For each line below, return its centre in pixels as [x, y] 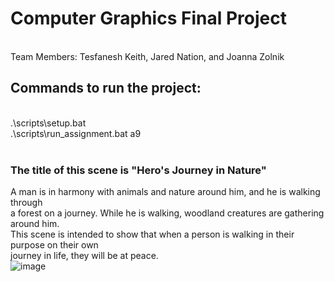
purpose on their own [54, 245]
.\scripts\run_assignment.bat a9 [76, 133]
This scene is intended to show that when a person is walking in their [152, 234]
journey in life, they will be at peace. [84, 256]
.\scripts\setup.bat [48, 123]
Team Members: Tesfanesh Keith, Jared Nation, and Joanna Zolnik [147, 56]
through [26, 203]
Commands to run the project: [106, 88]
